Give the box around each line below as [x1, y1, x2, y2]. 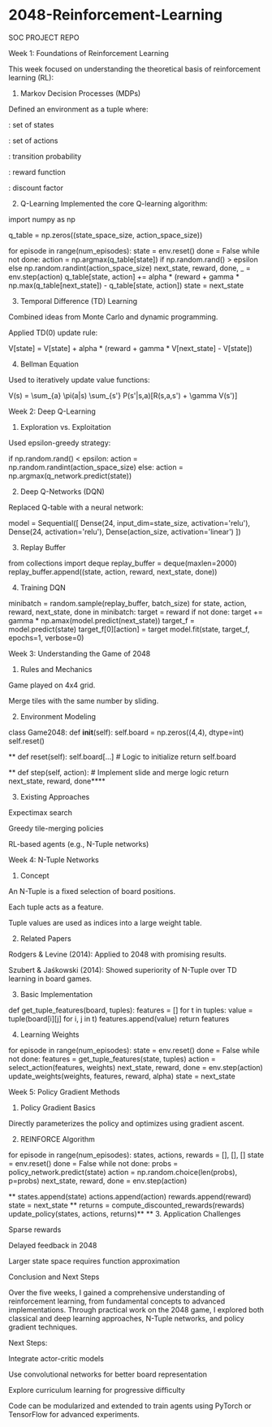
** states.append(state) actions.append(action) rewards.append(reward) [8, 1191, 252, 1201]
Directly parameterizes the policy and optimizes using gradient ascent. [8, 1118, 245, 1128]
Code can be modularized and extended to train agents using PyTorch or [8, 1400, 252, 1411]
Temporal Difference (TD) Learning [19, 296, 138, 306]
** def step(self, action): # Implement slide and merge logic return [8, 767, 229, 777]
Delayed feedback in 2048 [8, 1240, 97, 1250]
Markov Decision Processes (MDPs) [19, 88, 141, 98]
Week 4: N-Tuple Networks [8, 855, 100, 865]
